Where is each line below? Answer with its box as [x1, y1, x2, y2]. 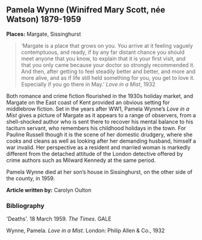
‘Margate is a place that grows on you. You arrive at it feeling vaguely [21, 42, 193, 49]
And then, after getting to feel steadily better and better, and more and [21, 68, 196, 75]
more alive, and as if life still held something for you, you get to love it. [21, 74, 195, 81]
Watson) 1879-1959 [6, 15, 81, 25]
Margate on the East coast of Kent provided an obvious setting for [6, 99, 170, 106]
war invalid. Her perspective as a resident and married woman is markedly [6, 143, 191, 151]
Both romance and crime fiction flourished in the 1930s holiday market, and [6, 92, 194, 99]
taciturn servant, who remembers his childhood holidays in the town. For [6, 124, 186, 132]
